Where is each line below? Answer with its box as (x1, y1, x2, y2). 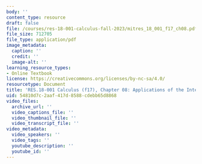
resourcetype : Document (6, 82, 66, 88)
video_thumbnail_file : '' (11, 115, 77, 121)
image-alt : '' (11, 59, 47, 65)
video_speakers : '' (11, 132, 61, 138)
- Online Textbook (6, 70, 52, 76)
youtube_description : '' (11, 142, 74, 149)
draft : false (6, 20, 39, 26)
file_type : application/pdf (6, 37, 77, 43)
